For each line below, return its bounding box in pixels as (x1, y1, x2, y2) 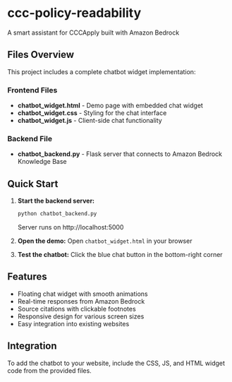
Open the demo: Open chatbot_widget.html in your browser (17, 237, 193, 245)
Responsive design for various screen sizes (17, 312, 145, 321)
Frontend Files (7, 85, 58, 95)
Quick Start (7, 178, 59, 190)
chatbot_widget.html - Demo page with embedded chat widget (17, 101, 203, 110)
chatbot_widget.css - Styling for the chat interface (17, 109, 167, 117)
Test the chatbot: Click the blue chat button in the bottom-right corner (17, 251, 224, 259)
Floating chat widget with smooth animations (17, 290, 148, 298)
